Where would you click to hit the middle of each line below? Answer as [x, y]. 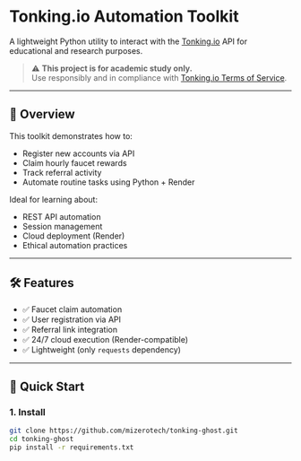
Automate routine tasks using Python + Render [108, 182]
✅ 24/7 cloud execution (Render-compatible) [105, 339]
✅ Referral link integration [70, 329]
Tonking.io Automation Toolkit [124, 17]
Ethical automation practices [75, 245]
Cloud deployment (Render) [73, 236]
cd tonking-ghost [42, 439]
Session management [62, 226]
